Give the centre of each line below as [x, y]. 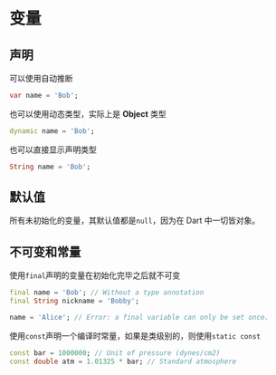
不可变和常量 [45, 251]
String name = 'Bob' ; [50, 167]
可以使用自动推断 [41, 78]
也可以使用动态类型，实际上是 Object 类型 [88, 113]
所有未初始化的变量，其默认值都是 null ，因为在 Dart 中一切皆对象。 [135, 221]
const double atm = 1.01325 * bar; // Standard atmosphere [123, 361]
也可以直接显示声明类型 [53, 149]
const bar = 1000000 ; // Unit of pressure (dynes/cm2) [115, 353]
